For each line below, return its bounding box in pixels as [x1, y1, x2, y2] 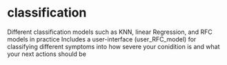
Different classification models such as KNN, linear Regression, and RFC [7, 28, 213, 36]
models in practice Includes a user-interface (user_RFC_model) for [7, 35, 197, 43]
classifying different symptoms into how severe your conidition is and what [7, 42, 220, 50]
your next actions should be [7, 50, 86, 58]
